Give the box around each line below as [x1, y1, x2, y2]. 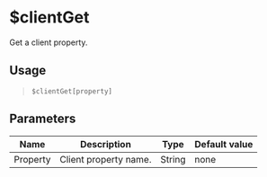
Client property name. [59, 153, 152, 165]
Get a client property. [9, 37, 88, 48]
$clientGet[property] [31, 86, 112, 96]
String [160, 153, 186, 165]
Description [79, 137, 132, 150]
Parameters [9, 111, 76, 127]
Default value [194, 137, 254, 150]
